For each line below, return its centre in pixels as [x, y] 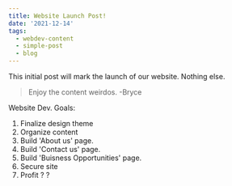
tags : [17, 31]
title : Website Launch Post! [57, 16]
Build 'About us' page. [57, 141]
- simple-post [39, 46]
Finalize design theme [57, 123]
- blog [27, 53]
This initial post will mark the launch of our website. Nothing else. [117, 76]
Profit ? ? [35, 175]
